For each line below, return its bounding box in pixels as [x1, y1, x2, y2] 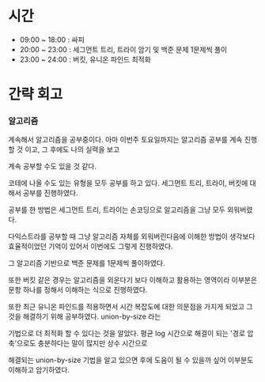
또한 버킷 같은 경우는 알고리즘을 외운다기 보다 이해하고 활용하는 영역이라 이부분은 [8, 275, 258, 285]
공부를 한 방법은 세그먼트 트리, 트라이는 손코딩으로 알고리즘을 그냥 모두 [8, 205, 225, 214]
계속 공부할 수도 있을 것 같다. [8, 161, 97, 171]
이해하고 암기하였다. [8, 365, 70, 375]
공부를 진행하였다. [22, 188, 78, 198]
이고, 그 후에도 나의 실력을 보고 [25, 145, 120, 154]
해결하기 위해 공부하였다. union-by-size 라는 [22, 312, 161, 321]
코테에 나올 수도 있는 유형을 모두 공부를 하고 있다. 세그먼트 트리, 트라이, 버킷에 [8, 179, 248, 188]
